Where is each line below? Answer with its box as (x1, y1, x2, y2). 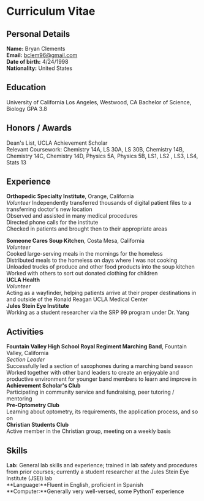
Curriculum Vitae (6, 4, 96, 18)
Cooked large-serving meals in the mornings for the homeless (6, 250, 164, 258)
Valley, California (6, 350, 49, 357)
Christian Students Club (6, 421, 69, 429)
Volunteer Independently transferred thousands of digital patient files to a (6, 199, 192, 207)
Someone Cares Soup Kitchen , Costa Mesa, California (6, 237, 145, 245)
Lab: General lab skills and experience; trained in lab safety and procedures (6, 462, 198, 469)
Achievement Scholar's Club (6, 382, 81, 389)
